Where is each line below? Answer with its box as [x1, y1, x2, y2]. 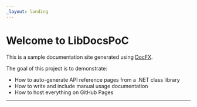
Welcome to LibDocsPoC [6, 34, 129, 47]
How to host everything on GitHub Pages [14, 89, 114, 96]
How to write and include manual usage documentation [14, 82, 148, 89]
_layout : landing [6, 8, 49, 15]
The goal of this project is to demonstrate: [6, 65, 107, 72]
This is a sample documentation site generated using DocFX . [6, 53, 154, 61]
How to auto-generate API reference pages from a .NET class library [14, 76, 180, 83]
